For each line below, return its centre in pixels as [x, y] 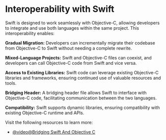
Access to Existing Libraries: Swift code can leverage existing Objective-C [82, 72]
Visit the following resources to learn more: [49, 122]
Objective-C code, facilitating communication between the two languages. [81, 98]
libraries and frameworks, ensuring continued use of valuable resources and [83, 78]
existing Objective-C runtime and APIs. [45, 113]
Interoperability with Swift [60, 9]
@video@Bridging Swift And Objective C [54, 132]
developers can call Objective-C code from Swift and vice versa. [71, 63]
